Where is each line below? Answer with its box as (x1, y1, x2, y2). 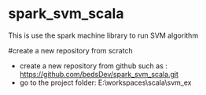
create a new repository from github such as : (19, 60, 167, 71)
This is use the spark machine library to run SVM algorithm (8, 31, 199, 40)
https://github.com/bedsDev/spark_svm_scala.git (19, 69, 179, 79)
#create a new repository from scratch (8, 46, 134, 55)
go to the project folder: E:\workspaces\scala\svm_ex (19, 78, 192, 87)
